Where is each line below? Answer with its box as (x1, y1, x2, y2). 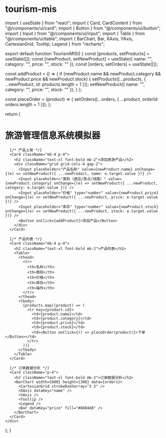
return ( (5, 111, 21, 117)
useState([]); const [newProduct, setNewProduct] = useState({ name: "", (5, 56, 153, 62)
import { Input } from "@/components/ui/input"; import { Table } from (5, 30, 145, 36)
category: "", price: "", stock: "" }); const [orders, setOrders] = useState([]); (5, 61, 158, 67)
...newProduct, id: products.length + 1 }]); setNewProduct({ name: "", (5, 81, 145, 87)
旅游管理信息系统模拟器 (5, 130, 101, 141)
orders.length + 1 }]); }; (5, 101, 52, 107)
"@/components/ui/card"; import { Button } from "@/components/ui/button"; (5, 25, 161, 31)
